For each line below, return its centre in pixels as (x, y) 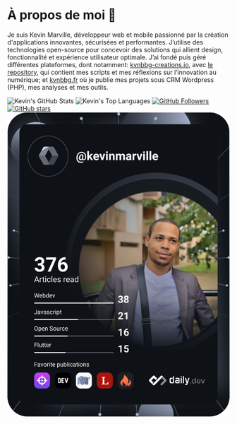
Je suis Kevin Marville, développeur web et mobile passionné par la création (118, 35)
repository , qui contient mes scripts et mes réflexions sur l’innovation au (112, 72)
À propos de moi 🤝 (62, 15)
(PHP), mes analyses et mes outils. (58, 87)
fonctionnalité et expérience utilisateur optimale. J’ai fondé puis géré (107, 57)
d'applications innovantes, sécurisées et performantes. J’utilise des (105, 42)
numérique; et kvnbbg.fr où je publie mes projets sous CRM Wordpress (110, 79)
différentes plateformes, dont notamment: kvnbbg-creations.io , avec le (110, 64)
